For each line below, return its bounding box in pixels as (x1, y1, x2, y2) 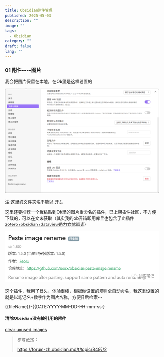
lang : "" (5, 49, 23, 54)
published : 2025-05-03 (5, 13, 51, 18)
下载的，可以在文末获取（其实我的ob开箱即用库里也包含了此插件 (5, 215, 134, 221)
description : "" (5, 18, 38, 23)
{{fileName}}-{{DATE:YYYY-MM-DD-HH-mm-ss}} (5, 303, 105, 309)
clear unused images (5, 327, 47, 333)
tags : (5, 28, 16, 34)
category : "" (5, 39, 32, 44)
